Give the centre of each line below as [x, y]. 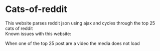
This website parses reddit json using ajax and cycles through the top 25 [80, 23]
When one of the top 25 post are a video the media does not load [72, 43]
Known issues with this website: [38, 33]
